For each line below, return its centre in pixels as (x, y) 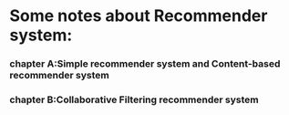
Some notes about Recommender (139, 16)
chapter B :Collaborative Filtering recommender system (134, 99)
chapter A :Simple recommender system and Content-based (145, 64)
